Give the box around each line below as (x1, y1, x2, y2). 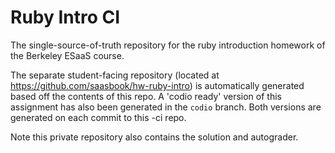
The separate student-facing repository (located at (10, 69, 220, 81)
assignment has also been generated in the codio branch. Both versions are (10, 101, 322, 113)
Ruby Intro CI (10, 6, 121, 29)
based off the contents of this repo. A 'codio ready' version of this (10, 90, 282, 102)
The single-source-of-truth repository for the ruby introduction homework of (10, 39, 326, 51)
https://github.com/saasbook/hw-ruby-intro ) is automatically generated (10, 79, 305, 91)
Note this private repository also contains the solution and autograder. (10, 131, 299, 143)
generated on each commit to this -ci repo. (10, 111, 187, 123)
